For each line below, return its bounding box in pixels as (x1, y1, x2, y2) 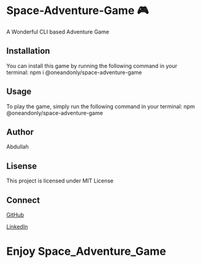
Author (6, 127, 34, 137)
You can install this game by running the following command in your (6, 62, 178, 69)
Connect (6, 195, 40, 205)
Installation (6, 46, 50, 56)
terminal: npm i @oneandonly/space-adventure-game (6, 69, 142, 76)
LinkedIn (6, 223, 28, 230)
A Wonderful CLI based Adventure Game (6, 28, 109, 36)
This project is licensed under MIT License (6, 177, 114, 184)
